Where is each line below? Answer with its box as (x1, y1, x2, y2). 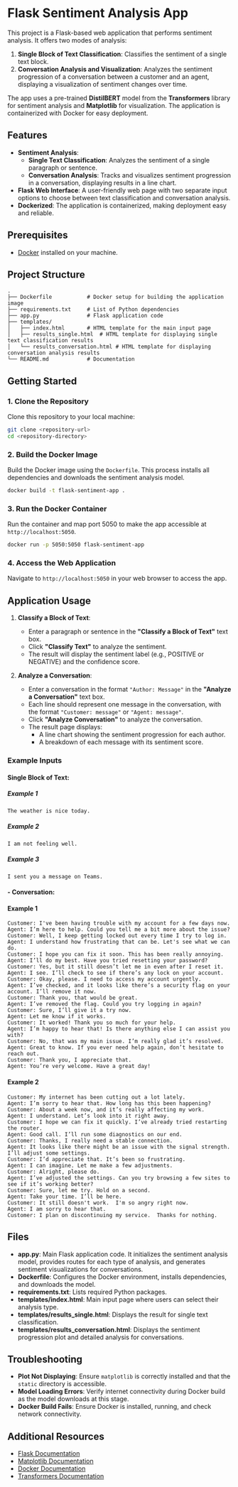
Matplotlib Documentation (17, 1457, 94, 1466)
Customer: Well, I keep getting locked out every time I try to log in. (7, 932, 227, 939)
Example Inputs (7, 756, 63, 766)
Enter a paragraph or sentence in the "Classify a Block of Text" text (28, 627, 229, 636)
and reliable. (17, 208, 55, 217)
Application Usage (7, 594, 91, 606)
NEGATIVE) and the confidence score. (28, 658, 141, 666)
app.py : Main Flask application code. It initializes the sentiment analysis (17, 1250, 228, 1258)
